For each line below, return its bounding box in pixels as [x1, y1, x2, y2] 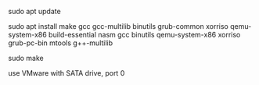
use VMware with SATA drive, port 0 [8, 69, 125, 77]
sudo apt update [8, 7, 61, 16]
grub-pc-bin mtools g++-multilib [8, 38, 113, 48]
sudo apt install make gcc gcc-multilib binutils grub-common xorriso [8, 22, 229, 30]
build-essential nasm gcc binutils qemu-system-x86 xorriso [48, 30, 241, 39]
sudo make [8, 54, 45, 62]
